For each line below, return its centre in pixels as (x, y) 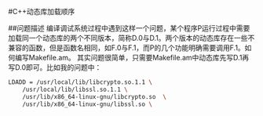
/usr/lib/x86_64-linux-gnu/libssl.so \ (88, 104)
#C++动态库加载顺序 (42, 11)
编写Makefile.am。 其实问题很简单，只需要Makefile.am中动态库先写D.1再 (132, 58)
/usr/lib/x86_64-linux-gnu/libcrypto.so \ (95, 96)
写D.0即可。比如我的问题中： (55, 67)
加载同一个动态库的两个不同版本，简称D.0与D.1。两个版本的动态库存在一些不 (131, 38)
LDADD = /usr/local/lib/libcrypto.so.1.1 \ (80, 82)
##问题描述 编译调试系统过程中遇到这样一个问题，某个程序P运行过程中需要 (129, 28)
